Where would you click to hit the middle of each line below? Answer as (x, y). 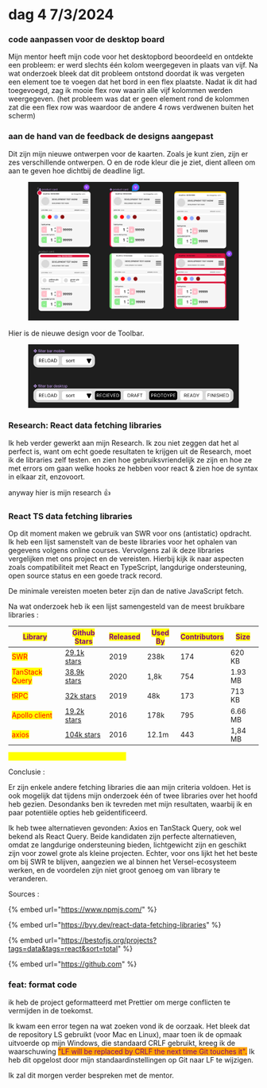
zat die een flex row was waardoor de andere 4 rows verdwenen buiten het (131, 107)
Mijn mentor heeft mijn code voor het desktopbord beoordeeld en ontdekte (131, 56)
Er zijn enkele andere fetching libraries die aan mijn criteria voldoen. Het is (130, 788)
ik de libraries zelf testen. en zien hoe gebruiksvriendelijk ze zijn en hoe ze (130, 459)
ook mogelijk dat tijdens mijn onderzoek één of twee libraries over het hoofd (133, 796)
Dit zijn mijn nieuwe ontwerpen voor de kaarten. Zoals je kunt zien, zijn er (128, 153)
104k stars (83, 735)
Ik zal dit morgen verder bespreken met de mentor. (91, 1075)
